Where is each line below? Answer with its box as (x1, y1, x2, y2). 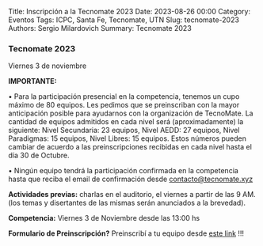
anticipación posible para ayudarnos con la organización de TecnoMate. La (8, 108, 253, 118)
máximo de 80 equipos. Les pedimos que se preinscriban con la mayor (8, 100, 240, 110)
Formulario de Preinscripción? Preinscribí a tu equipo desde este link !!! (8, 229, 244, 238)
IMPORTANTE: (8, 77, 57, 86)
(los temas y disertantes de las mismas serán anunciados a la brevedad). (8, 198, 246, 208)
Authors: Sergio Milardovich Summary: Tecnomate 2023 (8, 24, 192, 32)
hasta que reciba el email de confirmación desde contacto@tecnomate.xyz (8, 174, 253, 184)
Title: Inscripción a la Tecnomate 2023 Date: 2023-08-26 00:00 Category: (8, 7, 251, 16)
